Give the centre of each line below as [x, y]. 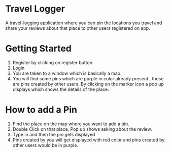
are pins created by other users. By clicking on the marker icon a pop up [88, 84]
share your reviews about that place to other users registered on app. [78, 28]
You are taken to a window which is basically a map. [67, 73]
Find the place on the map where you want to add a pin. [71, 124]
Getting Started [39, 49]
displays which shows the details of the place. [61, 89]
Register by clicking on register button [53, 62]
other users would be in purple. [45, 145]
